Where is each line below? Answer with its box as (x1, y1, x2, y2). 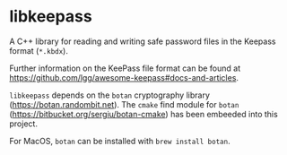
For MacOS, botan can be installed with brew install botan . (9, 135, 230, 146)
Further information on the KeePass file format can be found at (9, 63, 240, 73)
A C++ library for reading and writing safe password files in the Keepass (9, 36, 276, 47)
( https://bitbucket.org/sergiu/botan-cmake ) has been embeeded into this (9, 108, 278, 119)
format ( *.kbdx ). (9, 45, 69, 56)
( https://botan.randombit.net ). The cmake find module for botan (9, 99, 239, 109)
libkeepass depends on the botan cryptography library (9, 90, 211, 100)
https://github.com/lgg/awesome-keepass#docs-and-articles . (9, 72, 239, 82)
